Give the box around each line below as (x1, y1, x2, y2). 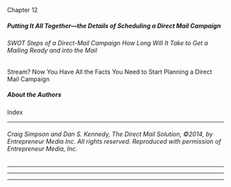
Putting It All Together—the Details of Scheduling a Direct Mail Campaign (7, 21, 221, 30)
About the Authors (7, 91, 62, 99)
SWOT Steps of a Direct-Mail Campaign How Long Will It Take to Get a (7, 38, 208, 47)
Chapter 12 (7, 6, 38, 14)
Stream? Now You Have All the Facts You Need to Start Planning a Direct (7, 67, 212, 76)
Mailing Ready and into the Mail (7, 46, 98, 54)
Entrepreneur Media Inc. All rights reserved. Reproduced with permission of (7, 137, 221, 146)
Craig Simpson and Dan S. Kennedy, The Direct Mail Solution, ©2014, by (7, 130, 213, 138)
